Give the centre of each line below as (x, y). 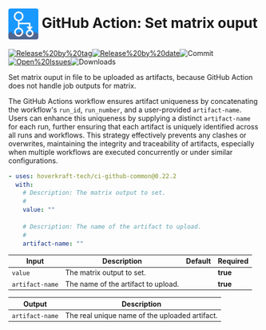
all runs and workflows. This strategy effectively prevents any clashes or (127, 135)
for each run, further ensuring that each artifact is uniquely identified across (133, 126)
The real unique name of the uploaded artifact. (141, 315)
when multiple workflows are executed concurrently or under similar (121, 152)
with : (25, 185)
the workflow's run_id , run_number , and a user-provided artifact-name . (125, 109)
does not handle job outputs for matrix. (72, 85)
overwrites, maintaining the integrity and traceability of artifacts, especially (131, 143)
